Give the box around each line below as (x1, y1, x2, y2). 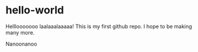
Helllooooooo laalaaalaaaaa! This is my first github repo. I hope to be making (5, 23, 192, 30)
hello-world (5, 4, 65, 17)
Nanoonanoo (5, 40, 37, 47)
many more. (5, 29, 35, 36)
